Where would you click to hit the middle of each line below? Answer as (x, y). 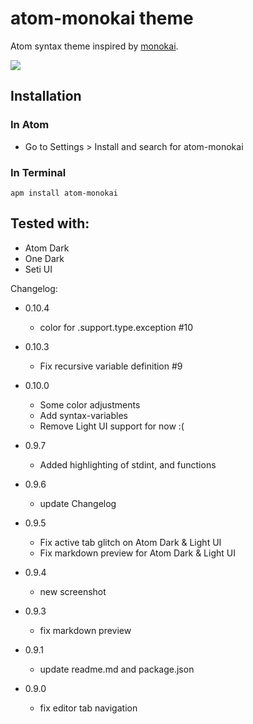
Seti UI (38, 269)
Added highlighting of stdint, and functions (128, 464)
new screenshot (73, 591)
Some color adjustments (90, 404)
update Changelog (78, 503)
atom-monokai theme (102, 18)
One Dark (44, 258)
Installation (46, 96)
